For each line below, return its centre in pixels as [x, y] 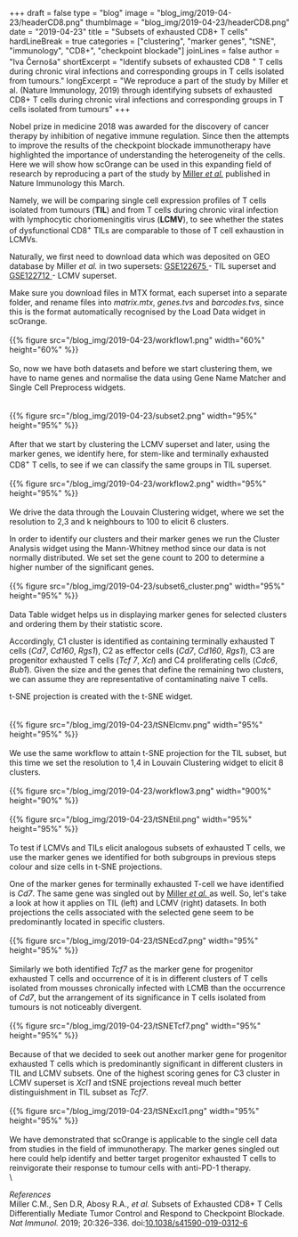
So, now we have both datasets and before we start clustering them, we [141, 369]
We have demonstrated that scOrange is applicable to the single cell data [143, 1139]
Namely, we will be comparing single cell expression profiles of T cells [138, 200]
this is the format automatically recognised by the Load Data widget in [137, 312]
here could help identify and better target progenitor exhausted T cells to [143, 1158]
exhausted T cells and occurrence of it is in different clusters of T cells [139, 978]
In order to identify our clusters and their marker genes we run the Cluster [145, 539]
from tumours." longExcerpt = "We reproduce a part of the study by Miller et [149, 80]
